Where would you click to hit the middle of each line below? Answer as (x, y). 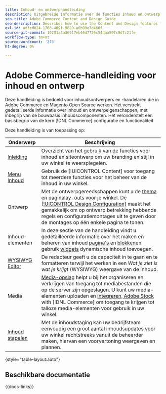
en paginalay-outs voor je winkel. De (84, 197)
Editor (14, 266)
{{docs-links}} (20, 387)
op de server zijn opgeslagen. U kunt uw (88, 290)
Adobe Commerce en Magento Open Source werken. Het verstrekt (73, 105)
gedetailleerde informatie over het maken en (93, 236)
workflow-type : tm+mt (27, 38)
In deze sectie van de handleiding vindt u (89, 230)
